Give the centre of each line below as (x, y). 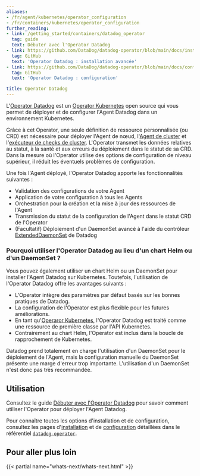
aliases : (17, 12)
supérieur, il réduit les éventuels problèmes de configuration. (81, 162)
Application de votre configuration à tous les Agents (79, 197)
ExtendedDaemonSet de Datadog (56, 235)
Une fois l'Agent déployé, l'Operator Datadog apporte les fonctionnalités (95, 173)
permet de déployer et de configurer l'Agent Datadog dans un (82, 112)
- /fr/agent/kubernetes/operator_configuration (66, 17)
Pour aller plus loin (41, 452)
